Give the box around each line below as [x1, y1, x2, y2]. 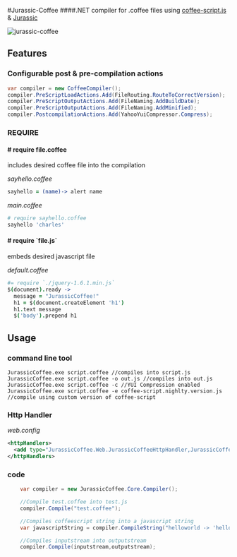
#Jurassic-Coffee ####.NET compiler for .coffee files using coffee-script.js [7, 6, 227, 14]
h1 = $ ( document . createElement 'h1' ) [13, 299, 125, 306]
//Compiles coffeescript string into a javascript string [20, 517, 194, 525]
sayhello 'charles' [7, 221, 65, 228]
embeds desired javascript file [7, 252, 95, 260]
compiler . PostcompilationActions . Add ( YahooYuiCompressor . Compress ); [7, 111, 213, 119]
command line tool [7, 353, 73, 363]
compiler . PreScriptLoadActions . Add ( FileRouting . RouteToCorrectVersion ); [7, 91, 226, 98]
